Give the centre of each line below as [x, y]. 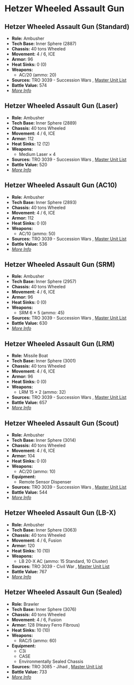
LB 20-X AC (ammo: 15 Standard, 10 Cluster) [63, 561]
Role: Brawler [25, 604]
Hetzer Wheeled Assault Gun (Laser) [61, 106]
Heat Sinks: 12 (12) [31, 144]
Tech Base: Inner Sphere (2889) [44, 123]
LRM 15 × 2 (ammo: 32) [42, 392]
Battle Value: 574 [29, 85]
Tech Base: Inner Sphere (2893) [44, 202]
